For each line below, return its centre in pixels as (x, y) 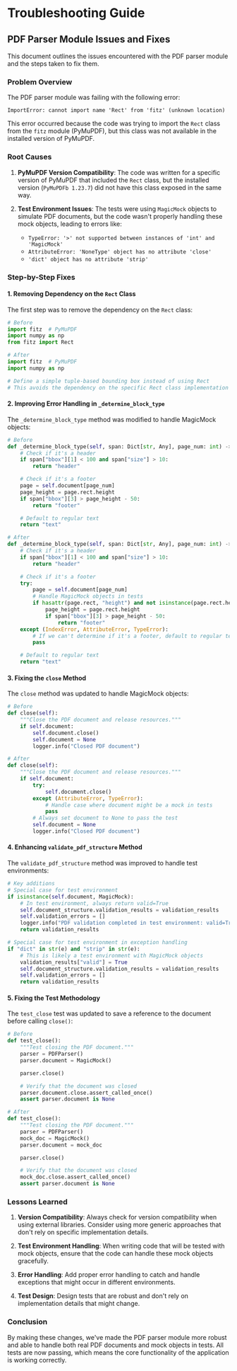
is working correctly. (37, 1360)
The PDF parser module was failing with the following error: (94, 98)
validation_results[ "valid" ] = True (74, 962)
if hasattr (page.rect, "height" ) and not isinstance (112, 603)
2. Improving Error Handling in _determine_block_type (86, 404)
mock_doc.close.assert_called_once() (75, 1177)
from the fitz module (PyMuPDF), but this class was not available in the (112, 131)
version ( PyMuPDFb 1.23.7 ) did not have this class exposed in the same (120, 187)
